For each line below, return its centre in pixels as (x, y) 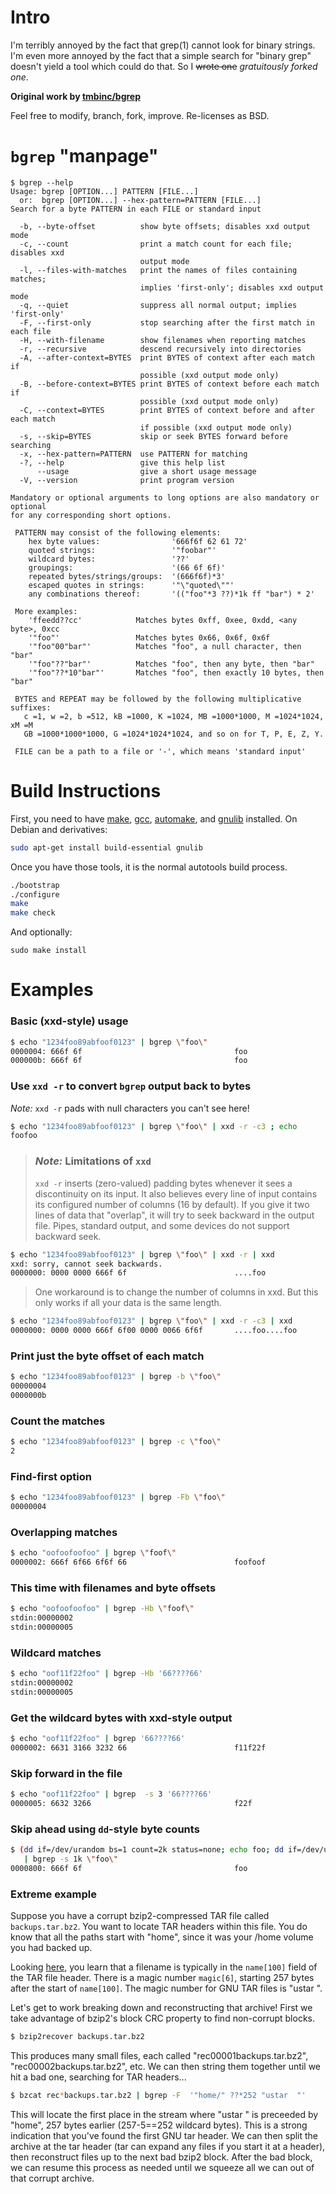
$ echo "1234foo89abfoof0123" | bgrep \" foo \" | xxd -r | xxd (142, 1254)
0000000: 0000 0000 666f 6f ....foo (138, 1273)
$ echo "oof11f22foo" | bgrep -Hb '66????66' (106, 1674)
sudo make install (48, 951)
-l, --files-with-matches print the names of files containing (158, 270)
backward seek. (68, 1236)
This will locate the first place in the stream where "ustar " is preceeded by (164, 2114)
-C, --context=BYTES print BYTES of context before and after (167, 410)
